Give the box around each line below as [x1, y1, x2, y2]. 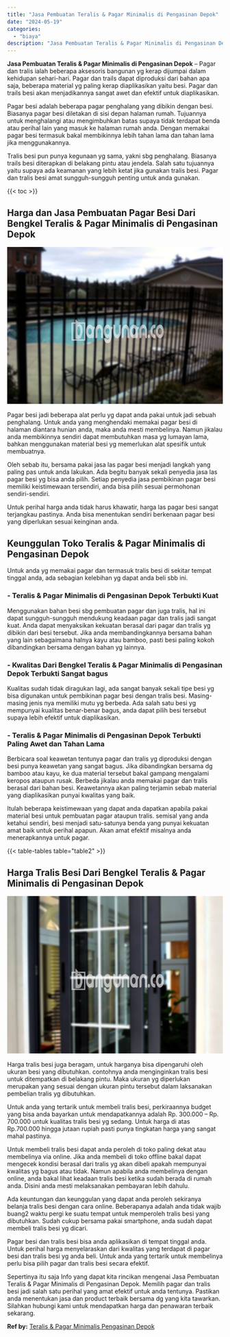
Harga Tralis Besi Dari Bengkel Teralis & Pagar [7, 866, 205, 878]
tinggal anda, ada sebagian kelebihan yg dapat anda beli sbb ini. [7, 573, 188, 582]
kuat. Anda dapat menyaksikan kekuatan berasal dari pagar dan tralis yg [7, 621, 211, 629]
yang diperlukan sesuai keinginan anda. [7, 518, 119, 526]
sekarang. [7, 1309, 36, 1317]
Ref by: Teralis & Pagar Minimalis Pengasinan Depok [7, 1322, 155, 1330]
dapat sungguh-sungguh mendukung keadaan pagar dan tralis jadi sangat [7, 614, 216, 622]
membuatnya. [7, 447, 46, 455]
